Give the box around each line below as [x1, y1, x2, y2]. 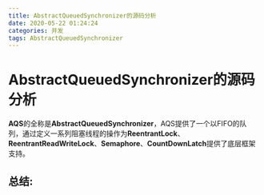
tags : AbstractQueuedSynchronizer [8, 34, 124, 42]
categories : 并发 [8, 26, 64, 34]
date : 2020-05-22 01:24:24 [8, 19, 98, 27]
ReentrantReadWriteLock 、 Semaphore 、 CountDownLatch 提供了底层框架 [8, 139, 256, 149]
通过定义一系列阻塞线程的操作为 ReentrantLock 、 [22, 129, 185, 138]
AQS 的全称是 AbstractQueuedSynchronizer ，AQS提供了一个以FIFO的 [8, 119, 240, 129]
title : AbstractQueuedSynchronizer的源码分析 [8, 11, 157, 20]
